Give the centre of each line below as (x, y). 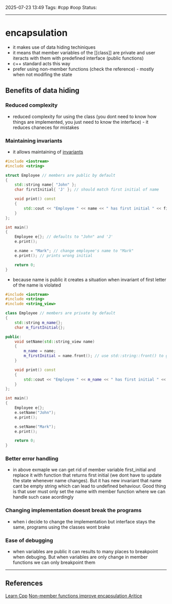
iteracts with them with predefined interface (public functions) (78, 58)
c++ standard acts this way (41, 63)
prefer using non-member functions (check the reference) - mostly (83, 69)
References (24, 583)
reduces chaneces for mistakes (46, 127)
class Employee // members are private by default (60, 313)
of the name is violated (37, 285)
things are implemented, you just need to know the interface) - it (80, 122)
